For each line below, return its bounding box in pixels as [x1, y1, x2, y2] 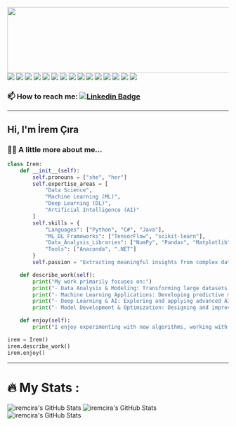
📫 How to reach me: [7, 92, 79, 101]
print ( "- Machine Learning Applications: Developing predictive [32, 291, 225, 299]
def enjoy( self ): [20, 317, 71, 324]
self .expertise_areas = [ [32, 180, 109, 187]
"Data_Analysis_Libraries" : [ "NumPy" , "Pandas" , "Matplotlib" [44, 239, 231, 246]
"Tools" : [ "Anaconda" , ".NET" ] [44, 246, 137, 253]
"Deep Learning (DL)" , [44, 200, 112, 207]
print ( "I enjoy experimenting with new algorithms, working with [32, 324, 228, 331]
